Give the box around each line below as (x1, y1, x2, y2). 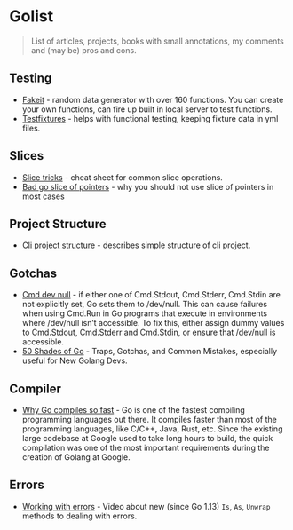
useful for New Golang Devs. (21, 355, 128, 366)
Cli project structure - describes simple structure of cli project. (21, 240, 251, 250)
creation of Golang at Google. (21, 452, 131, 463)
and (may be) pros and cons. (30, 44, 137, 55)
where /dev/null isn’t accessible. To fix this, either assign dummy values (21, 318, 285, 328)
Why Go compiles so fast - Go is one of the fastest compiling (21, 405, 246, 415)
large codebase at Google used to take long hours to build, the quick (21, 433, 273, 443)
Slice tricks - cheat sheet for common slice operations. (21, 171, 224, 183)
